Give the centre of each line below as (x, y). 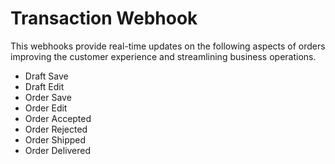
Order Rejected (56, 129)
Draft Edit (44, 86)
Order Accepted (58, 118)
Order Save (48, 97)
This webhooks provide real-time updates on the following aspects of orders (168, 46)
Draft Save (46, 76)
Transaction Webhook (104, 18)
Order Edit (46, 108)
